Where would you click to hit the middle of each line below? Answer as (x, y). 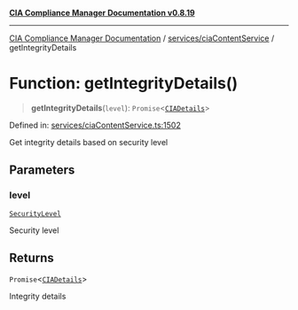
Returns (32, 258)
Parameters (42, 170)
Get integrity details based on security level (89, 142)
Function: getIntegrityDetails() (124, 84)
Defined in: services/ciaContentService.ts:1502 (95, 125)
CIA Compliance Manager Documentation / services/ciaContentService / (142, 38)
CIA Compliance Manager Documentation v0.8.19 (102, 13)
